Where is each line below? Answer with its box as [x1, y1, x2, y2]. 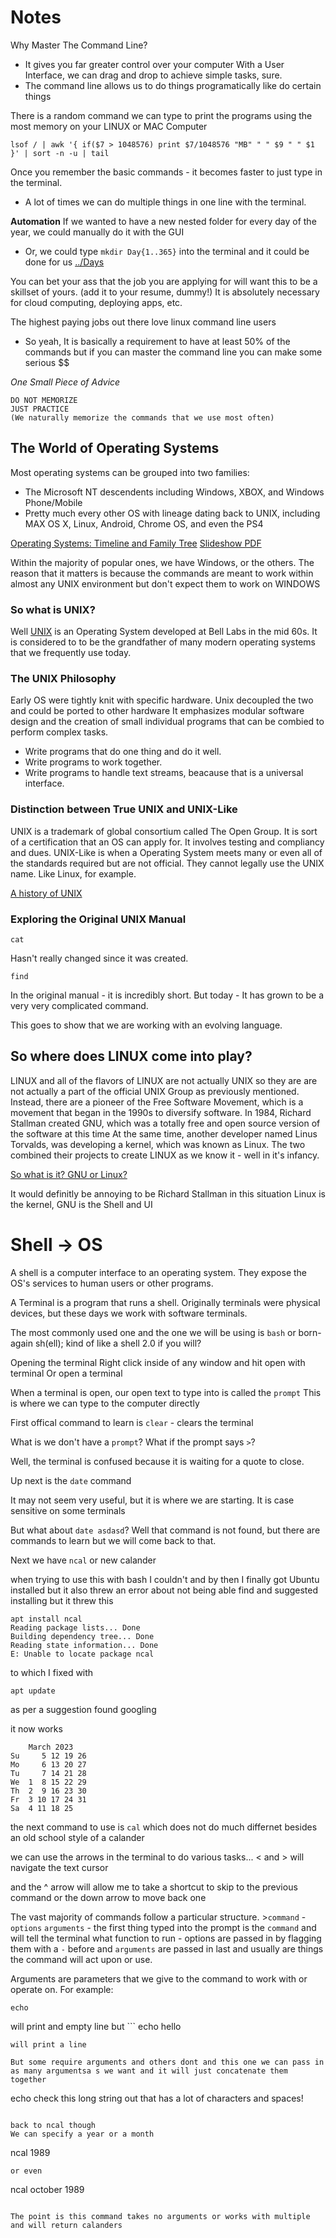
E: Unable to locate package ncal [10, 1649, 155, 1659]
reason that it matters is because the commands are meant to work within [10, 567, 314, 579]
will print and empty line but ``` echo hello [10, 2020, 182, 2032]
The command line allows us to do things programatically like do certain [24, 79, 322, 91]
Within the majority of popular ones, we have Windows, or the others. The [10, 556, 315, 568]
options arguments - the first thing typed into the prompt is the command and [10, 1921, 317, 1933]
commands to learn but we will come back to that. [10, 1534, 217, 1546]
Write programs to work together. [24, 756, 163, 768]
